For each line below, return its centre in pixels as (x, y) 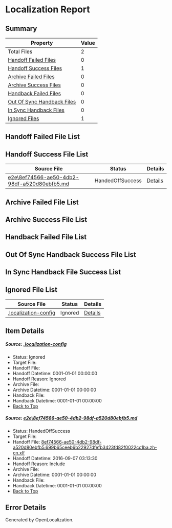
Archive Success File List (46, 219)
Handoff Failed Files (32, 60)
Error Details (26, 507)
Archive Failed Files (31, 77)
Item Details (25, 331)
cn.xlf (19, 453)
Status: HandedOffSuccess (41, 431)
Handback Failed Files (35, 93)
